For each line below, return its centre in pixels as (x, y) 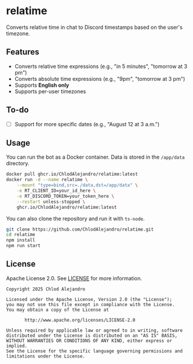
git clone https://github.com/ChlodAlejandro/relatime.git (80, 229)
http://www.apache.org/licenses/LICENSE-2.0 (80, 320)
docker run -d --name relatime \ (47, 180)
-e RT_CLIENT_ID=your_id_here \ (56, 191)
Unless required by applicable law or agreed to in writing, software (94, 330)
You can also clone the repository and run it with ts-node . (76, 218)
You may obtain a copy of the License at (58, 310)
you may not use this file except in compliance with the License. (91, 304)
